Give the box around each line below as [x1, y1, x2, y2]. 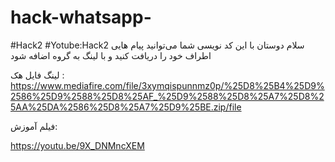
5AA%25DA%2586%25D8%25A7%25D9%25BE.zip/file [10, 101, 242, 113]
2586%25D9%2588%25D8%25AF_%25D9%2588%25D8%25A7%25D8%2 [10, 90, 325, 102]
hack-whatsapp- [10, 6, 152, 29]
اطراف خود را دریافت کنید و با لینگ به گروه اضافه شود [10, 49, 212, 61]
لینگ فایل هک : [10, 69, 65, 81]
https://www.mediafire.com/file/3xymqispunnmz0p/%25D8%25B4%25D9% [10, 79, 325, 91]
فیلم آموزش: [10, 120, 58, 132]
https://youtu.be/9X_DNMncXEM [10, 139, 145, 151]
